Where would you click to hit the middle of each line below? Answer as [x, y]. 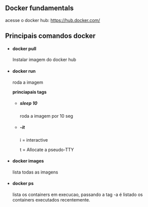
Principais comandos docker [50, 36]
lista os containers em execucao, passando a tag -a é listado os [77, 195]
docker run [24, 71]
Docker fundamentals [39, 8]
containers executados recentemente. [51, 200]
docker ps [23, 184]
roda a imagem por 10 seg [46, 116]
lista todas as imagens [35, 172]
